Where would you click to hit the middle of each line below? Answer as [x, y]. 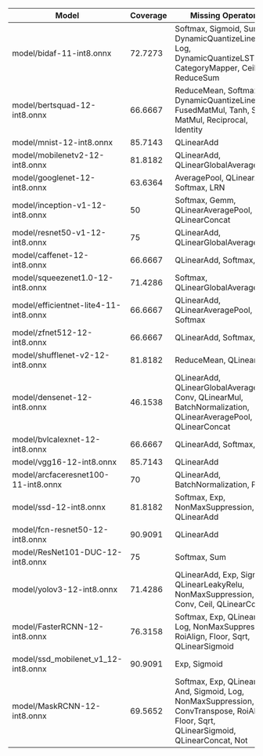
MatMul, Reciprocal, [211, 120]
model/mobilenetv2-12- [58, 155]
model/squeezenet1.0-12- [63, 278]
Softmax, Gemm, [205, 200]
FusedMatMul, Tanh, [212, 110]
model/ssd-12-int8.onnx [59, 507]
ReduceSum [197, 78]
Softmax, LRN [200, 187]
